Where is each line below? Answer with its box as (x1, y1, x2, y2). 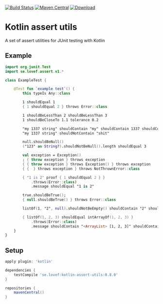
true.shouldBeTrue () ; (22, 193, 66, 198)
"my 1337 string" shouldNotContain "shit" (22, 131, 110, 136)
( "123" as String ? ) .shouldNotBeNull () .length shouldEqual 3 (22, 144, 147, 149)
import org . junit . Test (5, 64, 51, 69)
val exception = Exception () (22, 153, 81, 158)
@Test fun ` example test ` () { (14, 86, 75, 92)
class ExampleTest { (5, 78, 47, 82)
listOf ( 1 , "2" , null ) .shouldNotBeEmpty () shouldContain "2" (22, 206, 147, 211)
